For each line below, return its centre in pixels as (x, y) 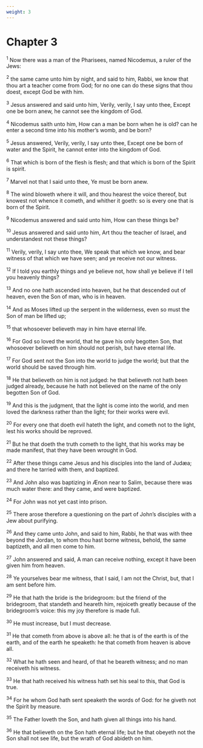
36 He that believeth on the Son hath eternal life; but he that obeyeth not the (101, 732)
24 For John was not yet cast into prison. (57, 501)
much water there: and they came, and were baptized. (74, 488)
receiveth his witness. (33, 668)
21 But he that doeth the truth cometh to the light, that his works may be (95, 443)
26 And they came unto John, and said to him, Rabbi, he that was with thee (99, 533)
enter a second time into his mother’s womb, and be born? (79, 130)
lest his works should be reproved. (49, 431)
